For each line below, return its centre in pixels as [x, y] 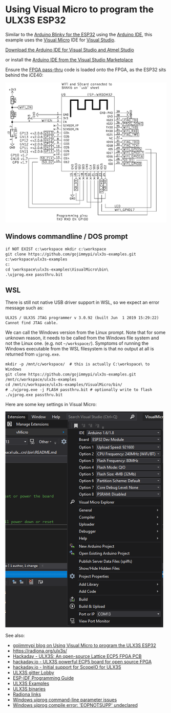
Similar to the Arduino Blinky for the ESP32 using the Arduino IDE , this [79, 34]
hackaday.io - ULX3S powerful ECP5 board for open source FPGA [82, 662]
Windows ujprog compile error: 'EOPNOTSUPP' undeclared [75, 705]
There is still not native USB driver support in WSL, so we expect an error [82, 302]
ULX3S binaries [29, 689]
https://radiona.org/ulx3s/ [40, 651]
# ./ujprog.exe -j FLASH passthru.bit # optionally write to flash [79, 390]
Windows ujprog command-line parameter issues [65, 700]
